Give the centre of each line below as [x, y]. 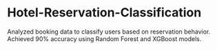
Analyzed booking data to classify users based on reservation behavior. [109, 32]
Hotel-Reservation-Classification [104, 13]
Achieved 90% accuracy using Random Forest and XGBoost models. [104, 38]
